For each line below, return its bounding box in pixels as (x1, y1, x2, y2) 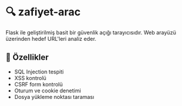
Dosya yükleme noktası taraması (14, 93, 95, 100)
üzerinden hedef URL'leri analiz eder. (5, 35, 97, 42)
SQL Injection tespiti (14, 68, 64, 75)
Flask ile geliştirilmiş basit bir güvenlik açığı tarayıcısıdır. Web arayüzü (5, 28, 177, 36)
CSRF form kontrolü (14, 81, 63, 88)
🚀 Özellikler (5, 52, 49, 63)
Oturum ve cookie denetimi (14, 87, 81, 94)
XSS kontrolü (14, 74, 47, 81)
